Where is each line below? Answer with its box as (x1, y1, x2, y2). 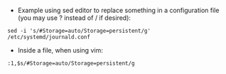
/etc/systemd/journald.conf (7, 33, 91, 41)
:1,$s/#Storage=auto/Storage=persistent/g (7, 60, 135, 67)
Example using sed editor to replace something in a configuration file (17, 6, 220, 14)
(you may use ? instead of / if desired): (17, 14, 131, 22)
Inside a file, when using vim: (17, 46, 103, 54)
